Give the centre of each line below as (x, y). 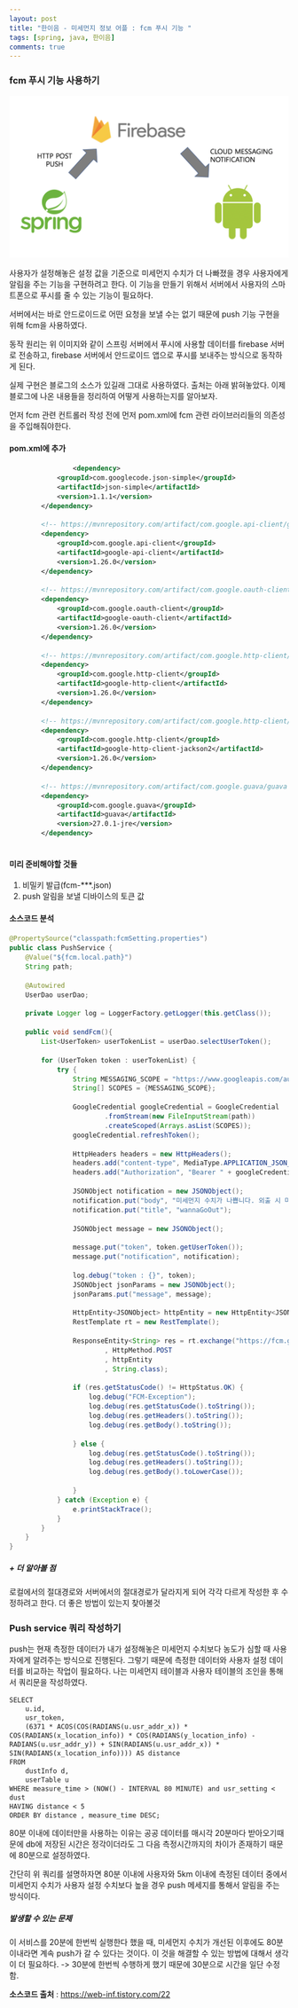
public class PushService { (61, 948)
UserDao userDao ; (57, 995)
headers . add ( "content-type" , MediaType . (148, 1163)
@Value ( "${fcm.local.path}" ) (79, 958)
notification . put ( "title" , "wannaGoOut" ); (152, 1210)
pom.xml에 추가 (38, 448)
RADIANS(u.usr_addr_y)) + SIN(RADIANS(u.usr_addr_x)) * (114, 1745)
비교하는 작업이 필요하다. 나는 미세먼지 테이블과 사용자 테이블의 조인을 (146, 1671)
